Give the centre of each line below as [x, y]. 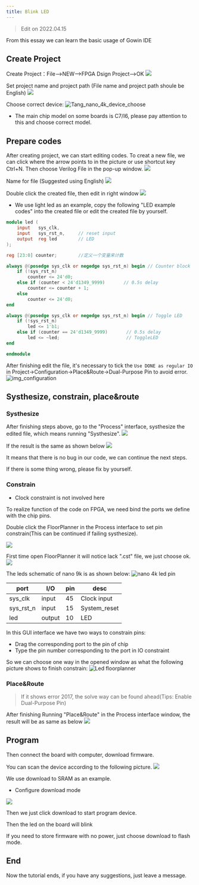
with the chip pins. [29, 516]
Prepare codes [34, 141]
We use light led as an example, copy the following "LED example [95, 205]
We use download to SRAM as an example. [59, 778]
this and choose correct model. [53, 122]
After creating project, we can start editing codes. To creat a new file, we [96, 156]
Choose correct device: [35, 104]
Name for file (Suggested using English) [55, 181]
